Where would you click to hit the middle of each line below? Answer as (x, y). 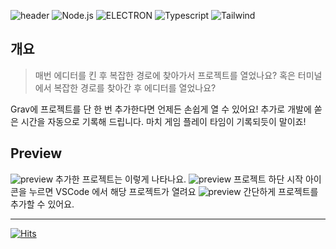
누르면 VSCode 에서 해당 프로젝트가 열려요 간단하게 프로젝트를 (173, 191)
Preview (36, 153)
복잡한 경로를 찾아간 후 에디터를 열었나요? (135, 87)
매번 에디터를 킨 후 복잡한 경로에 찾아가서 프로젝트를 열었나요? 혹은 (165, 75)
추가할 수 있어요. (42, 204)
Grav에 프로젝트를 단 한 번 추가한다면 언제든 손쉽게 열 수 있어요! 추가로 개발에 (161, 109)
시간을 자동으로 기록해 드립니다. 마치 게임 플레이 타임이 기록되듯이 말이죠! (163, 121)
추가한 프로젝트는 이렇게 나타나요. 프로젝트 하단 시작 (179, 179)
